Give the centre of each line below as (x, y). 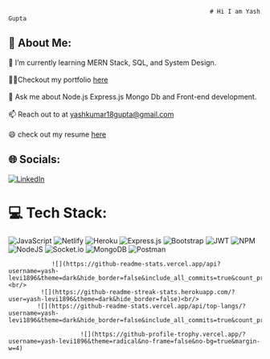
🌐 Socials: (35, 159)
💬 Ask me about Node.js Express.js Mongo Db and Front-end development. (133, 96)
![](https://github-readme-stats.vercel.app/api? (136, 264)
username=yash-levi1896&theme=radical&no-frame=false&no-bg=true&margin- (135, 341)
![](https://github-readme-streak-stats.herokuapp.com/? (138, 292)
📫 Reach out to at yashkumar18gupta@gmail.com (91, 114)
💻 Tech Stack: (58, 212)
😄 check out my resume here (57, 134)
